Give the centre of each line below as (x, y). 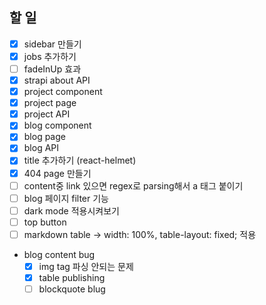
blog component (57, 125)
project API (47, 114)
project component (63, 92)
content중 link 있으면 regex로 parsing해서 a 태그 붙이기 (133, 185)
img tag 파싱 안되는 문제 (86, 266)
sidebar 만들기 (52, 44)
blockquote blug (72, 289)
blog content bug (59, 254)
